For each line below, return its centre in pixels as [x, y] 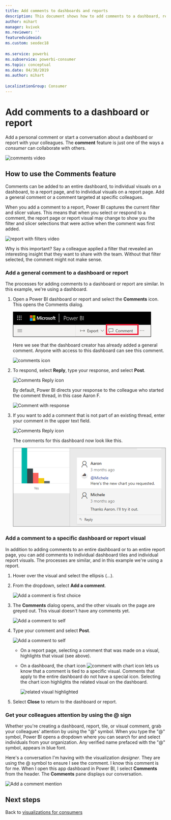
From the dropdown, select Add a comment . [59, 585]
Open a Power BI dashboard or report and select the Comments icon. [85, 299]
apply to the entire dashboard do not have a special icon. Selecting [90, 676]
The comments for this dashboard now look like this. [68, 440]
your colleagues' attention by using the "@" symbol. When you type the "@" [85, 731]
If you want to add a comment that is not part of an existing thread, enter [89, 415]
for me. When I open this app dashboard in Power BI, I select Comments [81, 768]
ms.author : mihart [25, 76]
